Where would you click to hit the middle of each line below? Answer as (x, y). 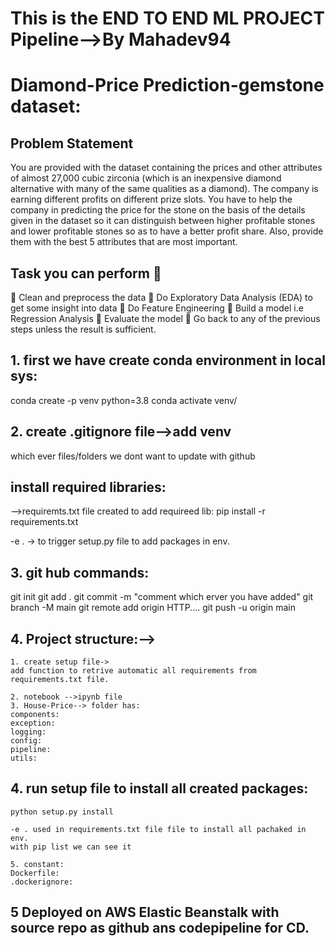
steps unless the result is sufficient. (83, 329)
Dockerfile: (35, 873)
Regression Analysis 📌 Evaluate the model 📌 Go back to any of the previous (165, 318)
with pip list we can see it (71, 847)
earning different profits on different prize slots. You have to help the (151, 199)
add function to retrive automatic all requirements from (133, 671)
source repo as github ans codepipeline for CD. (160, 928)
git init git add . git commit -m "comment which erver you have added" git (162, 597)
